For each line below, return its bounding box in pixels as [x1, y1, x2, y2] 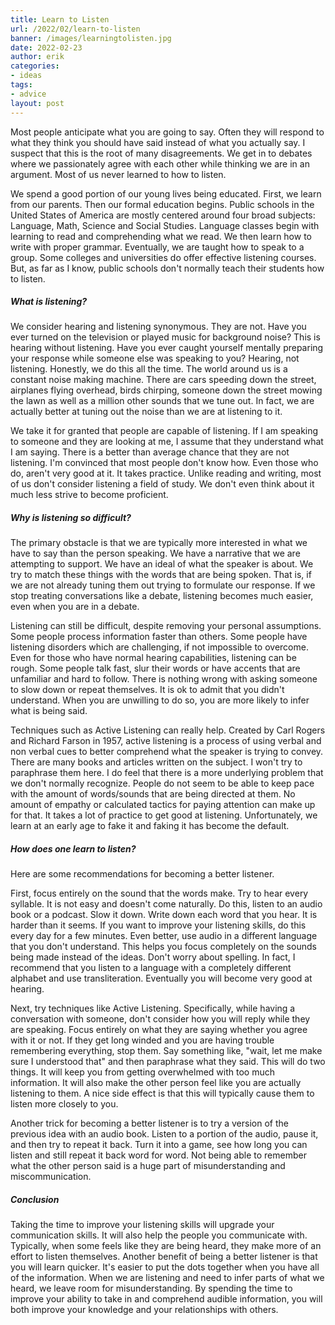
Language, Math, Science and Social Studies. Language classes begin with [10, 219, 320, 231]
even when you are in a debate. [10, 601, 140, 613]
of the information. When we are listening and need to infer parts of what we [10, 1272, 325, 1284]
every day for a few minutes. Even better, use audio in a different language [10, 930, 318, 942]
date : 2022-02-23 [10, 42, 83, 53]
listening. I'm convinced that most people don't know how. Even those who [10, 457, 319, 469]
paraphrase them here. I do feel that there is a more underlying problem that [10, 767, 324, 779]
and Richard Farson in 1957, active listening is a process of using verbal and [10, 735, 322, 747]
